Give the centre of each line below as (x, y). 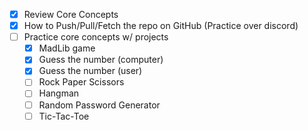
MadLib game (67, 48)
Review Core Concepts (71, 14)
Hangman (59, 93)
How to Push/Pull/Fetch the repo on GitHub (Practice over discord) (161, 26)
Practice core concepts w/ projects (96, 37)
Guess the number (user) (90, 71)
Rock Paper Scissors (81, 82)
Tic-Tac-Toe (64, 116)
